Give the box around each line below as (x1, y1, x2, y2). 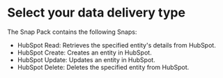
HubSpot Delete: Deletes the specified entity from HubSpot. (17, 63, 190, 71)
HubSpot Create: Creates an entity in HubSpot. (17, 48, 152, 57)
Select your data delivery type (7, 5, 186, 21)
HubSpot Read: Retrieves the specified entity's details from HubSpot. (17, 41, 216, 49)
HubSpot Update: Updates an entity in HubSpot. (17, 55, 155, 64)
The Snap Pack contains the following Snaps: (7, 28, 137, 36)
